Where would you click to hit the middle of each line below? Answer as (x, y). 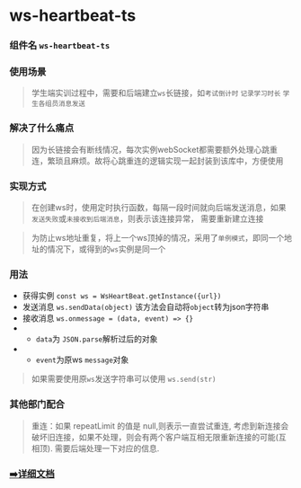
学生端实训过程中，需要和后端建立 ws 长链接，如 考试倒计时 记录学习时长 (156, 93)
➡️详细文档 (32, 474)
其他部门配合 (37, 404)
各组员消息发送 (62, 104)
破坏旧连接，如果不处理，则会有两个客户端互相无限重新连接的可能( (155, 437)
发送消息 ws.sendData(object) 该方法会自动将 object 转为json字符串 (146, 307)
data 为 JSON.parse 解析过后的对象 (97, 339)
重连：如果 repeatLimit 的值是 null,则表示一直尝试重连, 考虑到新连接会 (160, 426)
